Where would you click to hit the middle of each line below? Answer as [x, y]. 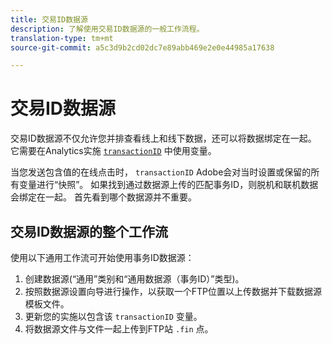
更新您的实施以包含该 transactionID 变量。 [113, 316]
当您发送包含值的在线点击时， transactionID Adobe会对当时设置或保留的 [161, 172]
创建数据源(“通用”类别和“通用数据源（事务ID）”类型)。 [134, 279]
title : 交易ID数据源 [49, 19]
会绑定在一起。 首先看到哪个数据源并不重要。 [103, 197]
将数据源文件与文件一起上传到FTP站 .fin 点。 [119, 329]
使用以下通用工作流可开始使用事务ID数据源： [102, 257]
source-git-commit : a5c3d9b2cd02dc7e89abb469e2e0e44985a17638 [142, 47]
